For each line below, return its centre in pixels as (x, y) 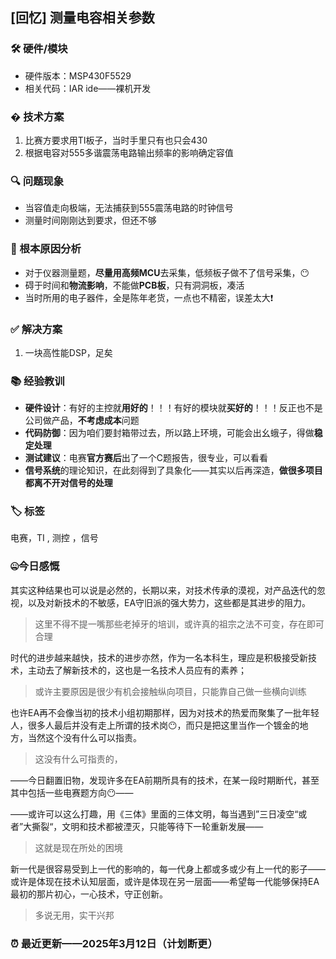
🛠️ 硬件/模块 (39, 49)
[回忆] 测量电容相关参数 (82, 18)
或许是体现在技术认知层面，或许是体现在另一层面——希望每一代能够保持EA (165, 881)
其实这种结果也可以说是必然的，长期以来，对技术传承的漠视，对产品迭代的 (163, 590)
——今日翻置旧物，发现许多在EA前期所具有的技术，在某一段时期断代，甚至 (165, 780)
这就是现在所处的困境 (78, 847)
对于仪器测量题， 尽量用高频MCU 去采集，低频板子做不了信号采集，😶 (167, 272)
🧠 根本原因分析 (46, 249)
